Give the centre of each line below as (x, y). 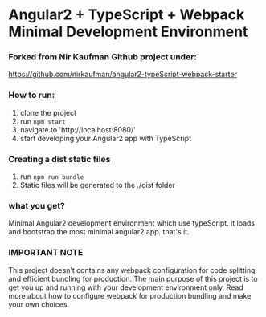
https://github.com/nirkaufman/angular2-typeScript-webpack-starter (123, 75)
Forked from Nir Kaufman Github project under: (102, 57)
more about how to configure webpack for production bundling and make (130, 295)
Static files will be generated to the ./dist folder (97, 185)
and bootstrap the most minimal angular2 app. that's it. (99, 232)
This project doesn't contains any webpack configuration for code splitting (132, 270)
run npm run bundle (52, 177)
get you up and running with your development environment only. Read (126, 287)
